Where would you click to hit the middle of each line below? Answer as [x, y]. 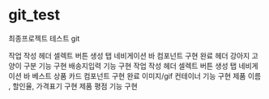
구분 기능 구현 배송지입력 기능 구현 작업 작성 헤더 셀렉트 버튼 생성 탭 [130, 66]
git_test [34, 15]
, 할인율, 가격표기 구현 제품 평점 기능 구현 [73, 86]
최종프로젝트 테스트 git [44, 38]
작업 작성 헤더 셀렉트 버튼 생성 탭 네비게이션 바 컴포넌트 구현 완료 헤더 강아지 [129, 55]
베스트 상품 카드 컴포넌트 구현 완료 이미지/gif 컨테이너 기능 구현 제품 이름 [147, 75]
